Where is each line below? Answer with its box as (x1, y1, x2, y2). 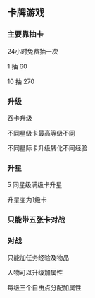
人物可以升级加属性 (7, 268, 63, 277)
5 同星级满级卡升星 (7, 181, 63, 189)
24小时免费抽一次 (7, 47, 58, 55)
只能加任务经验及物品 (7, 253, 69, 261)
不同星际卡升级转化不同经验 (7, 143, 88, 152)
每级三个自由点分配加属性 (7, 283, 82, 292)
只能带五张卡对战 (7, 215, 65, 225)
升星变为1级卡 (7, 196, 47, 204)
